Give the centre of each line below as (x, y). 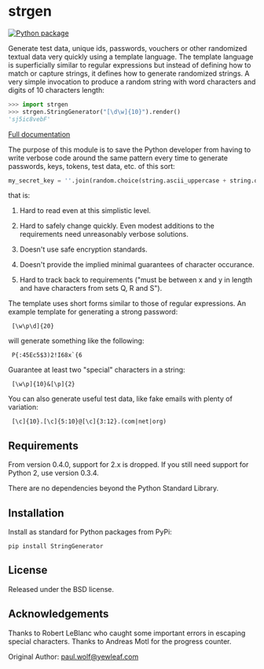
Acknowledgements (59, 614)
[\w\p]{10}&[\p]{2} (44, 384)
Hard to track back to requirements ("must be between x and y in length (136, 280)
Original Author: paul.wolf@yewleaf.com (73, 656)
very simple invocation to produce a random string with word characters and (132, 82)
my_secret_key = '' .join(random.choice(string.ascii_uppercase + (117, 180)
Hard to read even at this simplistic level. (85, 211)
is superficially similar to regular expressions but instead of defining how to (130, 64)
